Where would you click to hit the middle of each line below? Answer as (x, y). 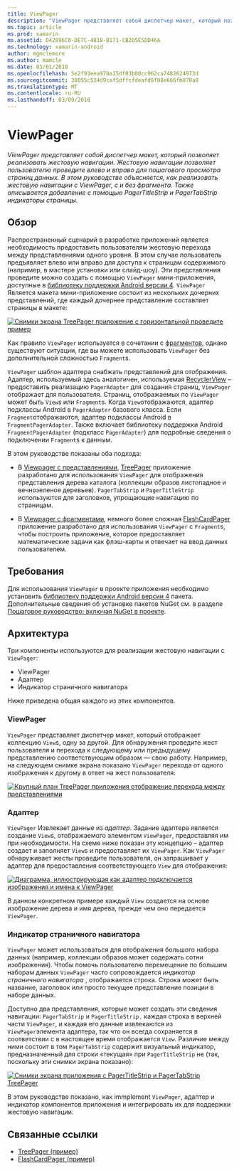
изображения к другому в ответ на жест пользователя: (91, 772)
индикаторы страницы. (43, 200)
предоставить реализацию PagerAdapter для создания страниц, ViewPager (119, 387)
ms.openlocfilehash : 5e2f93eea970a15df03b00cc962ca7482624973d (103, 73)
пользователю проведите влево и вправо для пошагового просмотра (114, 170)
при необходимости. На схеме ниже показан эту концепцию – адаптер (116, 843)
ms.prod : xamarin (33, 34)
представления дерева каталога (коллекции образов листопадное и (122, 482)
